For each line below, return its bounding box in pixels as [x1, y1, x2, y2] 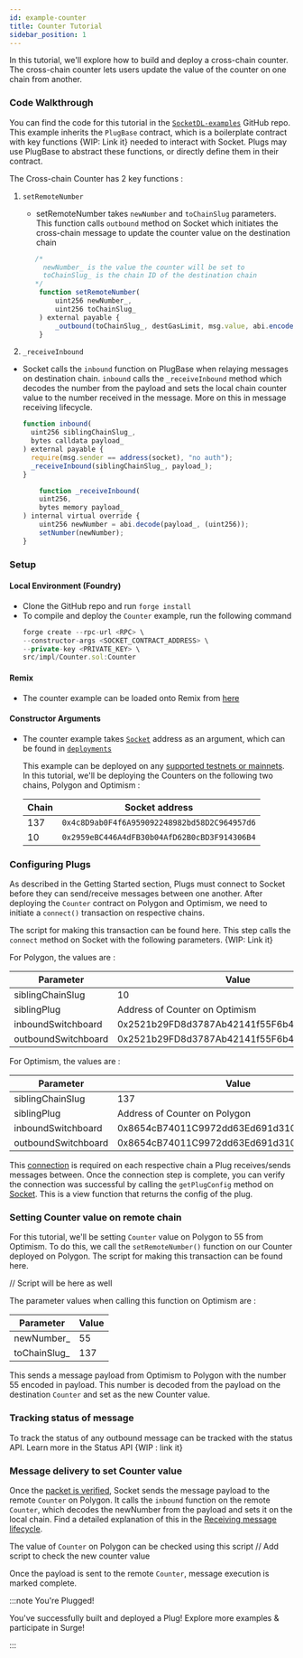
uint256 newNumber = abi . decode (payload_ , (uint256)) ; [39, 520, 250, 529]
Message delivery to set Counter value [9, 1465, 183, 1477]
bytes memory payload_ [39, 503, 124, 512]
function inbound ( [22, 419, 92, 429]
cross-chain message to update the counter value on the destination [35, 227, 290, 238]
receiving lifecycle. [22, 402, 93, 413]
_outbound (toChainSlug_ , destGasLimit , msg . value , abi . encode [55, 322, 294, 331]
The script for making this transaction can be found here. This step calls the [9, 925, 291, 935]
